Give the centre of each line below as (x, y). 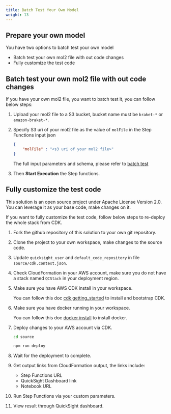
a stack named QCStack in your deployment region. (66, 278)
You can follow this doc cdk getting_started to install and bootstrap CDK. (89, 298)
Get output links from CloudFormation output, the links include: (79, 366)
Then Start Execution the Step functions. (56, 173)
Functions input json (34, 135)
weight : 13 (17, 15)
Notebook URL (36, 386)
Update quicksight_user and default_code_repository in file (76, 257)
